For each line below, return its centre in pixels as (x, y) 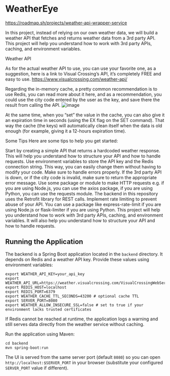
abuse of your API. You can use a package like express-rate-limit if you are (83, 204)
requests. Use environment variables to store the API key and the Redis (79, 161)
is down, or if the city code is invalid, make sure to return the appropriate (81, 177)
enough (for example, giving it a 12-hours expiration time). (66, 131)
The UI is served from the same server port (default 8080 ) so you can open (83, 357)
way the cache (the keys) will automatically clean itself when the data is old (84, 126)
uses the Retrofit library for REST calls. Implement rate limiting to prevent (81, 199)
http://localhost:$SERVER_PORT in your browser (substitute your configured (84, 362)
